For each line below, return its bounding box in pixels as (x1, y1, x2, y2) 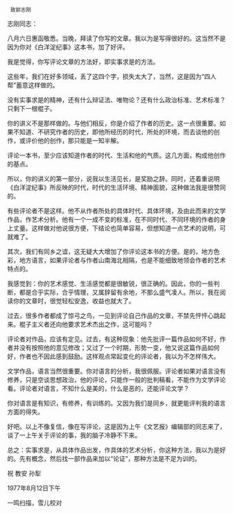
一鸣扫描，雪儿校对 (7, 498, 62, 507)
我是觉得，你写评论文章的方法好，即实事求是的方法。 (7, 58, 159, 66)
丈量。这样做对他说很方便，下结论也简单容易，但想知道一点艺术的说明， (12, 224, 220, 232)
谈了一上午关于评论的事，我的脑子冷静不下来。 (7, 431, 141, 439)
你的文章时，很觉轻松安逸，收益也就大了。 (12, 297, 135, 305)
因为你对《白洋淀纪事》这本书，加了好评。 (7, 43, 129, 51)
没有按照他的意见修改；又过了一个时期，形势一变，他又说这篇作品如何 (19, 344, 220, 351)
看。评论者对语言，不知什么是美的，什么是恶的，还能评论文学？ (7, 384, 189, 392)
